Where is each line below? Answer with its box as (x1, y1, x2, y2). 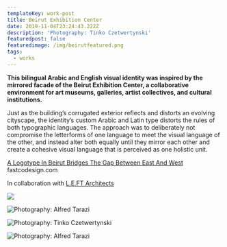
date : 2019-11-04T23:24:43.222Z (7, 23, 99, 30)
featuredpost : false (7, 36, 66, 43)
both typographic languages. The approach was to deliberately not (7, 123, 196, 131)
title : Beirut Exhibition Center (7, 16, 103, 23)
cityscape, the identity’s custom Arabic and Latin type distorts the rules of (7, 116, 215, 124)
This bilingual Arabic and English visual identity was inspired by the (7, 73, 203, 82)
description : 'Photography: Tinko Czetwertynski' (7, 29, 152, 36)
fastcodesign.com (7, 165, 58, 174)
